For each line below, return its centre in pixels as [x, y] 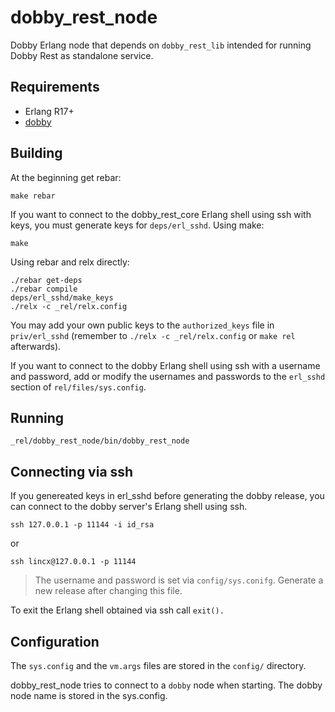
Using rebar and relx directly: [70, 262]
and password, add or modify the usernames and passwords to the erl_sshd [168, 376]
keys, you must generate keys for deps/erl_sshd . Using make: [137, 225]
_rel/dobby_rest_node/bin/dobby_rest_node [100, 441]
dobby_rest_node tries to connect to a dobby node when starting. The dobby [166, 685]
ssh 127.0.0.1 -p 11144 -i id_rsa [82, 525]
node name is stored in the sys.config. [89, 695]
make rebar [33, 196]
